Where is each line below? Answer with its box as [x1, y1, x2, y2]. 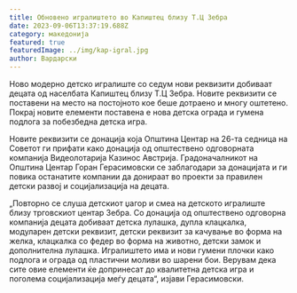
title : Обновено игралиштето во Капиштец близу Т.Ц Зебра [9, 12, 228, 22]
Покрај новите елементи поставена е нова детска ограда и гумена [9, 107, 264, 117]
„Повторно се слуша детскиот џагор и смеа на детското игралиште [9, 198, 266, 209]
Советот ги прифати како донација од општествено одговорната [9, 143, 254, 154]
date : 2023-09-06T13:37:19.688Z [9, 21, 129, 30]
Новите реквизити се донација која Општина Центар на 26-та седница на [9, 134, 288, 144]
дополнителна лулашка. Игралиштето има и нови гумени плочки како [9, 245, 275, 256]
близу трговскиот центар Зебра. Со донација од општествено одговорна [9, 208, 286, 218]
